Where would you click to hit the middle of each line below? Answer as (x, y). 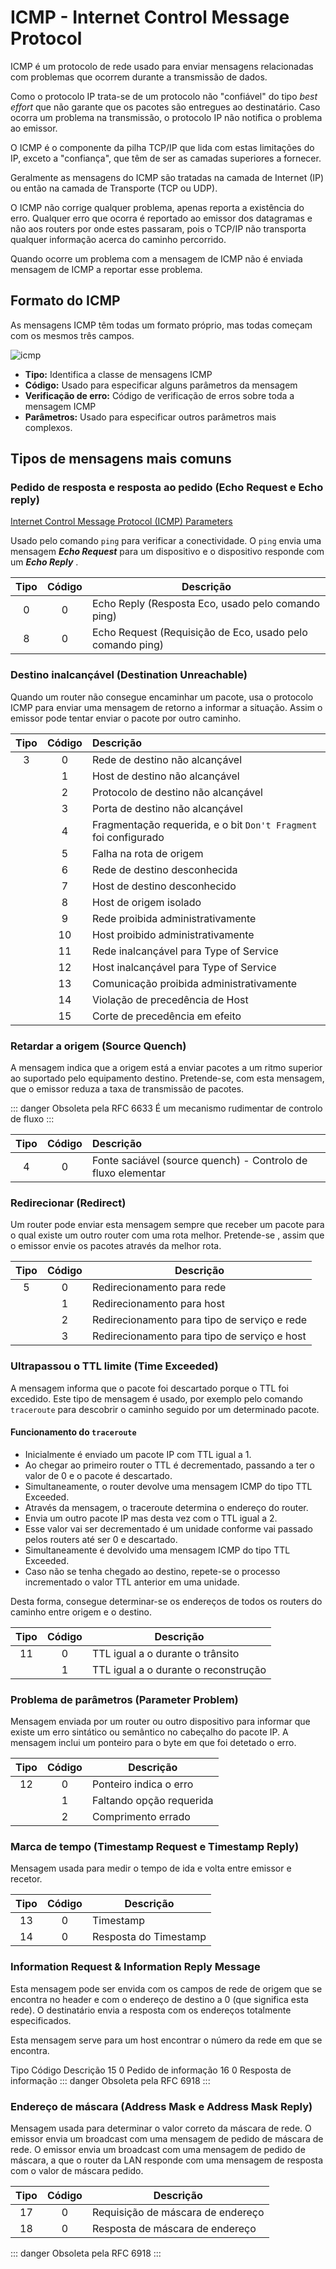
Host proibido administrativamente (173, 934)
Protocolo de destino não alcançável (177, 792)
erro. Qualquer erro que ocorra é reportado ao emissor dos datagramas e (161, 218)
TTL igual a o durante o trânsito (165, 1653)
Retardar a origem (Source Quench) (98, 1046)
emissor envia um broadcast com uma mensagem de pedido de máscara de (167, 2139)
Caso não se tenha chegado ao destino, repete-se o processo (152, 1571)
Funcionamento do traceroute (73, 1432)
